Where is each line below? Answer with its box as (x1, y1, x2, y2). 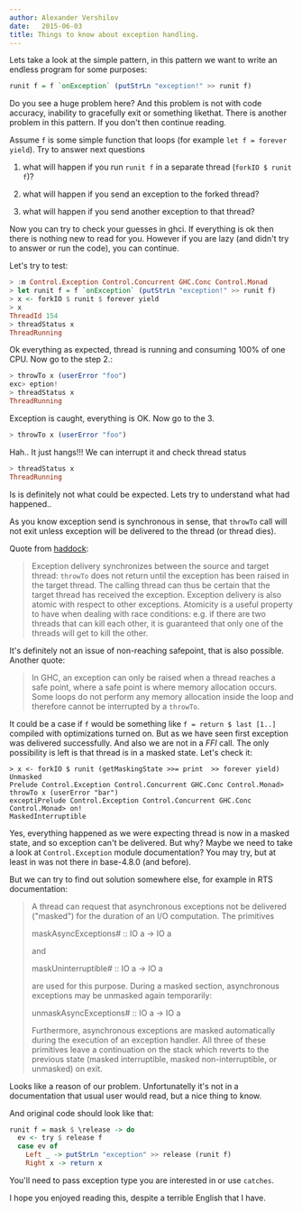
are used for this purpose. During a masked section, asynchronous (31, 980, 279, 991)
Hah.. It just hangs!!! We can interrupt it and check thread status (9, 446, 247, 457)
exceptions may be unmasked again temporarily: (31, 989, 213, 1001)
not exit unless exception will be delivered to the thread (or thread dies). (9, 525, 277, 537)
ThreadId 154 (9, 311, 59, 320)
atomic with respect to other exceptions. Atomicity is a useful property (31, 599, 293, 610)
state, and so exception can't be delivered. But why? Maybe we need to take (9, 837, 293, 848)
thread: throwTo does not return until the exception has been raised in (31, 570, 289, 581)
